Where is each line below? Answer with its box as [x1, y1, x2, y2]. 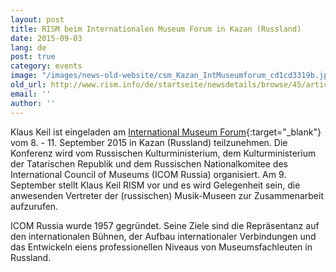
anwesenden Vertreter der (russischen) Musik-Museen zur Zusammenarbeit [10, 189, 324, 201]
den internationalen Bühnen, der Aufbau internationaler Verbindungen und [10, 230, 317, 242]
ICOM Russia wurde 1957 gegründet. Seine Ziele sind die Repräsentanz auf [10, 219, 320, 231]
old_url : [10, 80, 47, 90]
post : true [10, 52, 56, 62]
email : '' [10, 89, 52, 99]
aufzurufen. [10, 200, 59, 212]
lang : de [10, 42, 47, 53]
